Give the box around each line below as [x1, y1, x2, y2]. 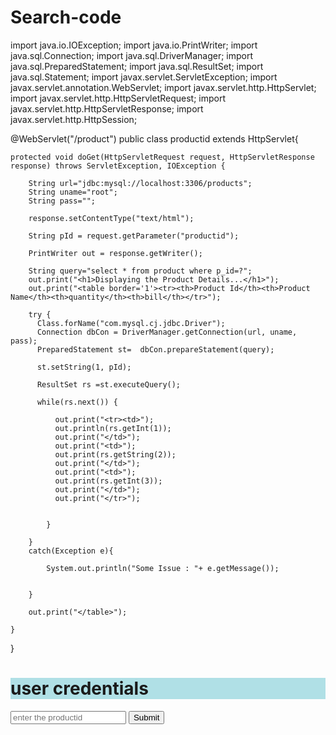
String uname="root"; [28, 187, 118, 197]
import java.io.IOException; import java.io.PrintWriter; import [10, 39, 258, 51]
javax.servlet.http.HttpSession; [10, 113, 138, 125]
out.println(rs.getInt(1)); [54, 423, 172, 433]
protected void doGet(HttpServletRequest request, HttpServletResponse [10, 152, 315, 162]
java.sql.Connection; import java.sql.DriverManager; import [10, 49, 254, 61]
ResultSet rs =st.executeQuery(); [36, 379, 182, 390]
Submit [133, 712, 160, 723]
